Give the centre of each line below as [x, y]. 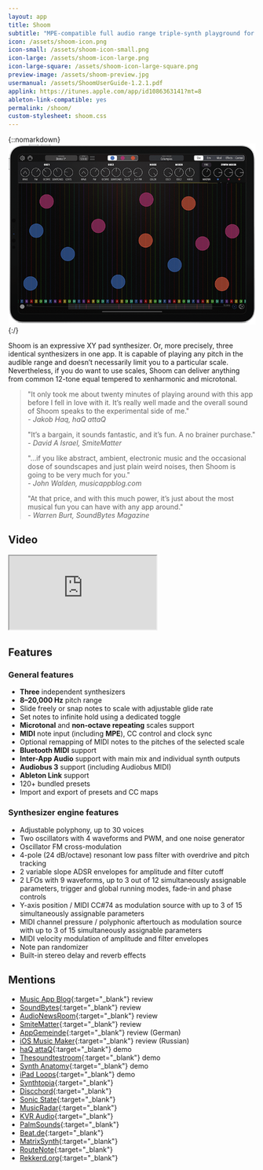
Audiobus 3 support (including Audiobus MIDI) [95, 767]
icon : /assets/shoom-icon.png [58, 42]
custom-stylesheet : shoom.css [58, 116]
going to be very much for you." [79, 474]
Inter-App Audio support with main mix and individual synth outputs [130, 758]
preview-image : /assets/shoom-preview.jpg [79, 75]
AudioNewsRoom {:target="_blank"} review [89, 1016]
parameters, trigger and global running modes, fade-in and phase [126, 888]
